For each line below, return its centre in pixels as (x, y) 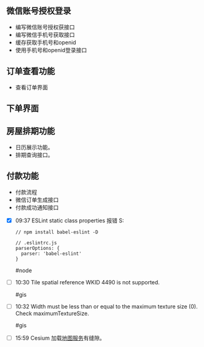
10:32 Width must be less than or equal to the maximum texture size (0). (106, 306)
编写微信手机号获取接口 (45, 34)
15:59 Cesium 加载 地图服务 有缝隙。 (60, 338)
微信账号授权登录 (39, 11)
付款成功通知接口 (37, 207)
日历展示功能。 (34, 147)
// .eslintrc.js (36, 243)
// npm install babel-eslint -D (57, 232)
